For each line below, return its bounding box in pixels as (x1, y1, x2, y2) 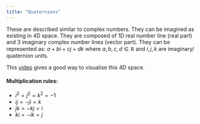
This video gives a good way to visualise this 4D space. (6, 64, 145, 71)
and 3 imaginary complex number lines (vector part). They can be (6, 38, 171, 45)
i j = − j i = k (15, 98, 41, 106)
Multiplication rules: (6, 77, 59, 85)
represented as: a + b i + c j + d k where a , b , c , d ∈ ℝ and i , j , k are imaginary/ (6, 45, 195, 52)
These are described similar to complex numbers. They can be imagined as (6, 25, 195, 33)
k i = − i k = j (15, 111, 43, 119)
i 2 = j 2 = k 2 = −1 (15, 91, 56, 99)
